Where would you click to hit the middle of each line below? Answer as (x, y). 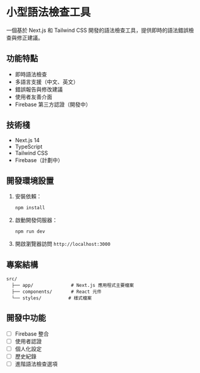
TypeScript (29, 146)
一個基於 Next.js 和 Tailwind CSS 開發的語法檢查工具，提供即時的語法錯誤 (97, 30)
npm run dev (30, 232)
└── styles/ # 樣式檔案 (52, 298)
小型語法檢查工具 (49, 12)
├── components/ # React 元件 (57, 292)
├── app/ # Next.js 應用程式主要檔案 (73, 285)
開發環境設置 (30, 180)
